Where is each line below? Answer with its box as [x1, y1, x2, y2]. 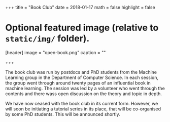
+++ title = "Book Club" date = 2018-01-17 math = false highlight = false [5, 5, 156, 10]
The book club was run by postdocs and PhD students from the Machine [5, 69, 157, 75]
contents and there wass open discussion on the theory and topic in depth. [5, 91, 162, 97]
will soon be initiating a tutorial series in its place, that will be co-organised [5, 106, 161, 112]
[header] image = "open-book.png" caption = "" [5, 49, 106, 55]
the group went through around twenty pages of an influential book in [5, 79, 151, 86]
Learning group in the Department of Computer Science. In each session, [5, 74, 159, 80]
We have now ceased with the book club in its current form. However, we [5, 100, 158, 106]
